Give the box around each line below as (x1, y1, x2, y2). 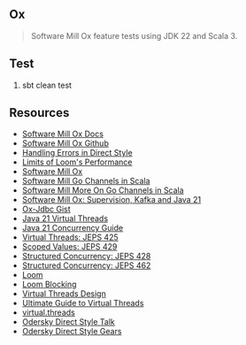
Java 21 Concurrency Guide (21, 223, 124, 234)
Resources (9, 105, 70, 120)
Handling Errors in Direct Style (21, 148, 133, 158)
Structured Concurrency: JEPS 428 (21, 251, 151, 262)
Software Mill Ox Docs (21, 128, 104, 140)
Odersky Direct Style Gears (21, 326, 122, 337)
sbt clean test (21, 80, 73, 90)
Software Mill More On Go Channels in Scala (21, 185, 184, 195)
